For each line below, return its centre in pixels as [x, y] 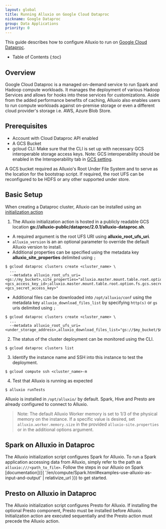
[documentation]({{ [25, 473]
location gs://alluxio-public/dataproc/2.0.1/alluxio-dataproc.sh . [79, 227]
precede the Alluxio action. [33, 521]
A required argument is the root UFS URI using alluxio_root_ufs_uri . [81, 236]
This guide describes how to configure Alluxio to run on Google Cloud [76, 42]
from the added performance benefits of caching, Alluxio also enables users [83, 100]
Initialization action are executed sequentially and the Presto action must [79, 516]
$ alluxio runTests [25, 390]
